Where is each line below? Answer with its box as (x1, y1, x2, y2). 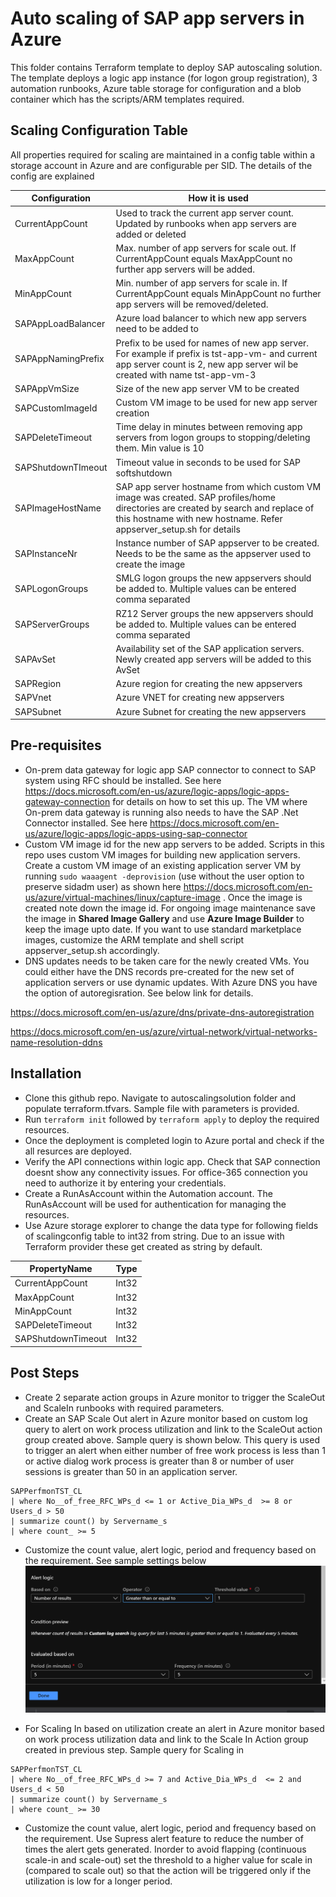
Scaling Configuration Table (10, 122, 189, 139)
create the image (115, 558, 186, 570)
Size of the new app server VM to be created (115, 382, 300, 394)
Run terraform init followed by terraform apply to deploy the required (24, 1113, 320, 1125)
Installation (10, 1065, 82, 1082)
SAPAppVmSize (14, 382, 80, 394)
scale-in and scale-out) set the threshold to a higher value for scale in (24, 1853, 313, 1866)
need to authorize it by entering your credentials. (24, 1177, 227, 1189)
